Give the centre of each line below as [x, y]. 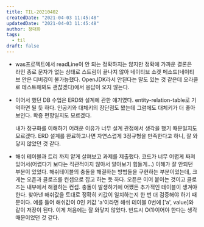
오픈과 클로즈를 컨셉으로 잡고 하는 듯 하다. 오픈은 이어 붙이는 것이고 [106, 179]
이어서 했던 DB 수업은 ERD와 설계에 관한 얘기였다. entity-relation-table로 [103, 100]
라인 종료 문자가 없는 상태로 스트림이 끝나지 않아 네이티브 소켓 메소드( [97, 71]
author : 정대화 [24, 29]
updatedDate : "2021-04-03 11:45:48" [53, 23]
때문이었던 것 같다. [37, 217]
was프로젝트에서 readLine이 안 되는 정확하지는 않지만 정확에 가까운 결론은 [104, 64]
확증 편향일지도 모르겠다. [62, 115]
